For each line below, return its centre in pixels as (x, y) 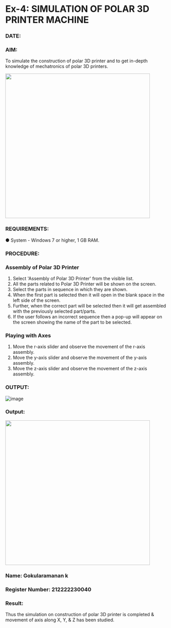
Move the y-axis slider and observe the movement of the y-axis (80, 357)
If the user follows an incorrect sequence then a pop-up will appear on (88, 316)
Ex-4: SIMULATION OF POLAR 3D (78, 9)
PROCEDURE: (22, 254)
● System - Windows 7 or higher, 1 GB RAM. (52, 240)
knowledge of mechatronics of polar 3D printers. (57, 66)
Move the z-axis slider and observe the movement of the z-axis (80, 369)
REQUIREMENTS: (27, 229)
